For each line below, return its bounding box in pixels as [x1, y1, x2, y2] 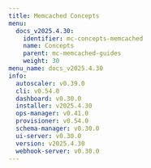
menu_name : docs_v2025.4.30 [8, 65, 104, 73]
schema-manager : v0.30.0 [15, 124, 100, 132]
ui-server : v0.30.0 [15, 132, 82, 140]
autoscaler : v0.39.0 [15, 79, 85, 87]
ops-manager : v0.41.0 [15, 110, 89, 118]
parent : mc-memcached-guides [23, 49, 122, 57]
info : [8, 72, 27, 80]
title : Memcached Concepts [8, 11, 100, 20]
